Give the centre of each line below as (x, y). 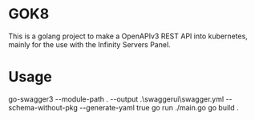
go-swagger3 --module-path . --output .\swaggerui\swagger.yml (116, 99)
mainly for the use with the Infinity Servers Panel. (89, 44)
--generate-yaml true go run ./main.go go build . (159, 107)
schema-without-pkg (43, 107)
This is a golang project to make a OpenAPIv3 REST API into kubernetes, (128, 36)
